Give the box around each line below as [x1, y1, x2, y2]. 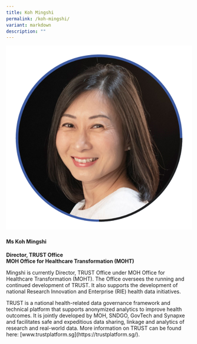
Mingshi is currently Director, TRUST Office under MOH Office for [6, 269, 165, 276]
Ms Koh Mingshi [6, 237, 47, 245]
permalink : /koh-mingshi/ [6, 15, 70, 22]
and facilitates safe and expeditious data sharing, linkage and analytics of [6, 318, 185, 325]
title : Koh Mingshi [6, 9, 54, 15]
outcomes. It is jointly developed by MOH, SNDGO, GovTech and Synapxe [6, 311, 185, 319]
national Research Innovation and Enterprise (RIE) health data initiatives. [6, 288, 181, 295]
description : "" [6, 28, 46, 34]
